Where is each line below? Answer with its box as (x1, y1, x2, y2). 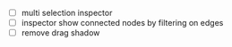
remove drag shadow (21, 27, 100, 38)
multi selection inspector (21, 8, 113, 18)
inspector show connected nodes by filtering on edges (21, 18, 224, 28)
